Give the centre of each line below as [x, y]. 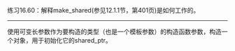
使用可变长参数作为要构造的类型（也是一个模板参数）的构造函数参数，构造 [114, 31]
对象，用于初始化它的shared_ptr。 [62, 40]
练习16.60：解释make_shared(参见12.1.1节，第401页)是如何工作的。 [104, 10]
